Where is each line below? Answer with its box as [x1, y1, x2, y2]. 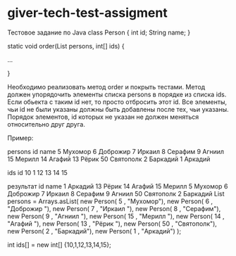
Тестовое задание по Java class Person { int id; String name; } [7, 28, 191, 37]
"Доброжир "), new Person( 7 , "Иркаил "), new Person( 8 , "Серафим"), [7, 204, 221, 212]
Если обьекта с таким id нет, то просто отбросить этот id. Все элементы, [7, 97, 228, 106]
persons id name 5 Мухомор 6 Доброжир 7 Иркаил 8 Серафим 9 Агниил [7, 147, 224, 155]
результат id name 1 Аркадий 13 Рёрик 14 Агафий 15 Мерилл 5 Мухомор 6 [7, 181, 228, 191]
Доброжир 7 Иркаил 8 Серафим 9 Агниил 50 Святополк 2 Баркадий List [7, 189, 225, 198]
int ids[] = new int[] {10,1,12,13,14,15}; [7, 241, 111, 249]
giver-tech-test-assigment [7, 5, 168, 21]
